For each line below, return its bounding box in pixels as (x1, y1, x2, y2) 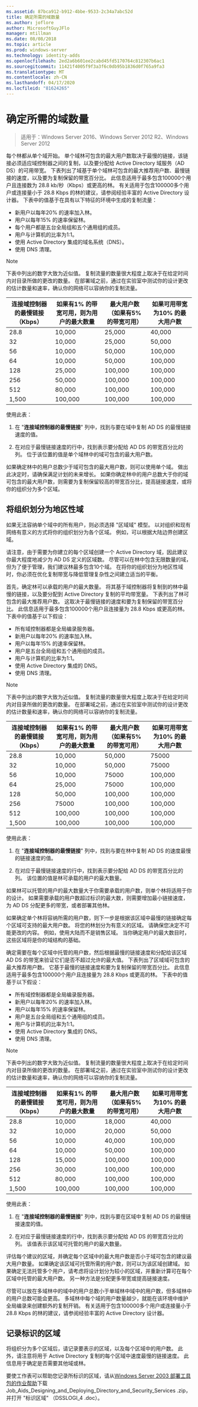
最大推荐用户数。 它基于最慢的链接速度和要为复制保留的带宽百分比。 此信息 (6, 963, 190, 970)
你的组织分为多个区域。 (6, 485, 63, 493)
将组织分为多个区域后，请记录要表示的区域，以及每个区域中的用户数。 (6, 1345, 177, 1352)
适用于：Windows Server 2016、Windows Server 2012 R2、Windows (20, 133, 189, 140)
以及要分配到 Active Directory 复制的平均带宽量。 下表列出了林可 (31, 591, 190, 598)
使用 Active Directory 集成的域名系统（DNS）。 (14, 238, 128, 245)
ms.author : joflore (6, 19, 54, 25)
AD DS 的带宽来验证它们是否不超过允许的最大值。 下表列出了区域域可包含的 (6, 956, 190, 963)
